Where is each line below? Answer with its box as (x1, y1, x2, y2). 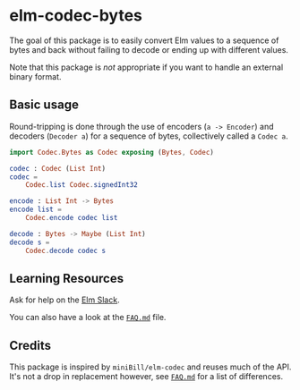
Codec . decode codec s (25, 246, 106, 255)
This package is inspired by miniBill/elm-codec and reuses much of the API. (9, 361, 292, 372)
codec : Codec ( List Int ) (9, 164, 106, 173)
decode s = (9, 238, 50, 247)
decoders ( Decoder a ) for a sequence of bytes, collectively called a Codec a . (9, 131, 288, 141)
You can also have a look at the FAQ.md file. (9, 312, 167, 323)
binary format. (9, 71, 62, 81)
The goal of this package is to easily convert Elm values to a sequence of (9, 35, 279, 46)
